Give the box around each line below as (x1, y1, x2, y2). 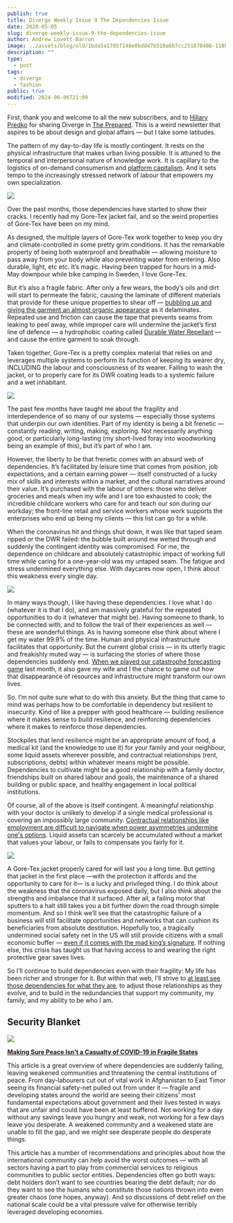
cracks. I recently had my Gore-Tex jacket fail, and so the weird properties (7, 213, 218, 220)
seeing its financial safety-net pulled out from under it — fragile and (7, 1083, 201, 1092)
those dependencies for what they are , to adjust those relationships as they (7, 981, 223, 990)
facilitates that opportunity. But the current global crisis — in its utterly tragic (7, 643, 226, 650)
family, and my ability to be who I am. (7, 996, 114, 1004)
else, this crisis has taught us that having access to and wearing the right (7, 946, 216, 954)
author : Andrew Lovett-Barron (7, 36, 95, 43)
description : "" (7, 49, 54, 56)
